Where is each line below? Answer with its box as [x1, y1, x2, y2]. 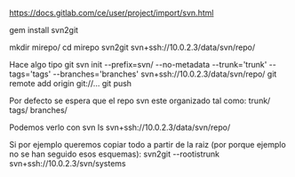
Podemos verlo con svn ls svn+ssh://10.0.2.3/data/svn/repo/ [9, 122, 231, 133]
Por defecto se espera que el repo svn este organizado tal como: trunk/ [9, 95, 271, 106]
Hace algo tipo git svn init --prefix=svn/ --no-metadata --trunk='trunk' [9, 60, 267, 69]
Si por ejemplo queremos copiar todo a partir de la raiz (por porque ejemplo [9, 140, 286, 149]
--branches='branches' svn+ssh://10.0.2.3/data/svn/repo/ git [52, 68, 277, 79]
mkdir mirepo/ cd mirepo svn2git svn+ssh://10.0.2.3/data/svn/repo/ [9, 42, 256, 52]
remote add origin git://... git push [9, 78, 132, 88]
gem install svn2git [9, 25, 78, 35]
